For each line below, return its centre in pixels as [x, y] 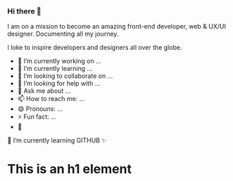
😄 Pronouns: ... [40, 109]
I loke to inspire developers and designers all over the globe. [95, 48]
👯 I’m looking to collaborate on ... [65, 76]
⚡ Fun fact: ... [37, 117]
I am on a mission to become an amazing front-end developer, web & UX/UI [117, 27]
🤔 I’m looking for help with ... [59, 83]
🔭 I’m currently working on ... [59, 61]
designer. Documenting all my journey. [63, 34]
